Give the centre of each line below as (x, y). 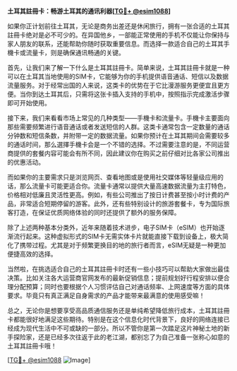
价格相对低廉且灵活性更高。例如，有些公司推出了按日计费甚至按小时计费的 (115, 195)
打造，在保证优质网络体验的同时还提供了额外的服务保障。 (97, 212)
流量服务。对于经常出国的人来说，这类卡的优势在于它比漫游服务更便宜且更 (115, 85)
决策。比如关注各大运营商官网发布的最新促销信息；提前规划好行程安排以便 (115, 278)
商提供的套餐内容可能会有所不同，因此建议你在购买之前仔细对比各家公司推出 (119, 153)
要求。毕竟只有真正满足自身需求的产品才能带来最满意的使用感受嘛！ (106, 295)
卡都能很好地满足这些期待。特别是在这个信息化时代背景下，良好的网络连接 (115, 319)
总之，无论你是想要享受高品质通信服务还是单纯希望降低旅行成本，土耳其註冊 (119, 311)
